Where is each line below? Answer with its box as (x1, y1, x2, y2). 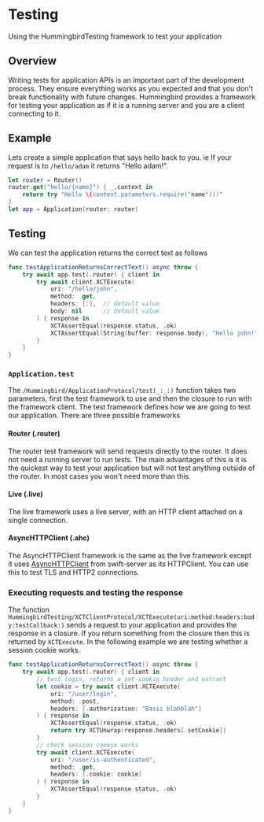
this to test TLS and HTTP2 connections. (8, 568, 140, 577)
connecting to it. (8, 109, 61, 118)
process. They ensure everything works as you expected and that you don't (8, 83, 254, 93)
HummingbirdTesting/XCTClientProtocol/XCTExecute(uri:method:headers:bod (8, 613, 255, 621)
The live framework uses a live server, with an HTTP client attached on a (8, 506, 243, 517)
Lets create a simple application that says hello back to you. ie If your (8, 152, 232, 162)
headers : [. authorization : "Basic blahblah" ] (49, 705, 202, 713)
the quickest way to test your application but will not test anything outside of (8, 463, 255, 472)
